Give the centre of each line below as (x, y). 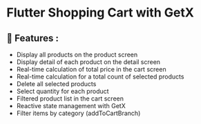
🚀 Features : (33, 38)
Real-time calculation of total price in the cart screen (91, 69)
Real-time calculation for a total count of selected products (100, 76)
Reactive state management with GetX (71, 106)
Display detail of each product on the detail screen (88, 62)
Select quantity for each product (63, 91)
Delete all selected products (56, 84)
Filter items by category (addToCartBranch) (78, 113)
